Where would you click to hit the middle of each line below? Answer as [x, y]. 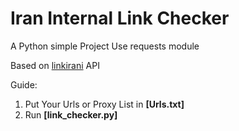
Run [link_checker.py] [71, 114]
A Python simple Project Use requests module [105, 46]
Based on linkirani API [55, 65]
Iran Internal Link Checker [120, 18]
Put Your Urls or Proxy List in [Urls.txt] [104, 104]
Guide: [24, 84]
